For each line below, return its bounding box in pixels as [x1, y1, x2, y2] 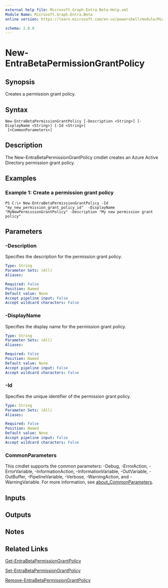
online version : [5, 17, 39, 22]
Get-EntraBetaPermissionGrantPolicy [5, 558, 81, 564]
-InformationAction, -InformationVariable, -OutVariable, [34, 468, 148, 474]
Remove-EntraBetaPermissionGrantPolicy [5, 577, 91, 583]
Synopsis [5, 78, 35, 86]
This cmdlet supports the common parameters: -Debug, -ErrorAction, [5, 463, 148, 469]
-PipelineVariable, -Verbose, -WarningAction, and [27, 474, 129, 480]
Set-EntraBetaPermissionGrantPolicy [5, 567, 81, 573]
